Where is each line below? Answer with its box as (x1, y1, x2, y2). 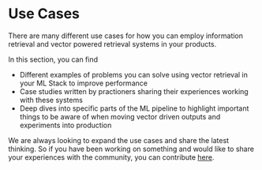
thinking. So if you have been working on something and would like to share (8, 144, 255, 153)
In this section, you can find (8, 55, 99, 64)
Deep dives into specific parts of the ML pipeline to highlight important (19, 104, 249, 113)
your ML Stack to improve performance (19, 78, 148, 88)
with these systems (19, 95, 83, 104)
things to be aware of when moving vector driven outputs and (19, 111, 221, 121)
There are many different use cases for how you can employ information (8, 31, 243, 40)
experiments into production (19, 120, 112, 130)
